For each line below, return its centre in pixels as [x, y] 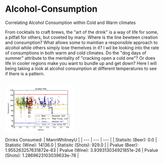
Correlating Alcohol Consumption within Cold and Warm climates [70, 23]
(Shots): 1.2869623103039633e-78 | [42, 156]
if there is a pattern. [25, 73]
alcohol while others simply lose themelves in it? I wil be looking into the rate [82, 47]
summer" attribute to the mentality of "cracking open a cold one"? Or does [80, 58]
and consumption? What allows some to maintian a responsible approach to [82, 42]
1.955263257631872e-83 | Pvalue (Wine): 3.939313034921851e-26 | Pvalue [82, 150]
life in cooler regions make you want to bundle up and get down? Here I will [81, 63]
